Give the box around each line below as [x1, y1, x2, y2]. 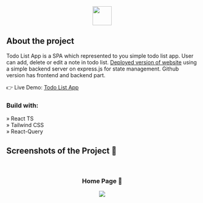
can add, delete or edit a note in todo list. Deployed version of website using [6, 58, 198, 66]
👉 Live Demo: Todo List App [6, 83, 79, 91]
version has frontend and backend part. [6, 71, 106, 78]
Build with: [6, 101, 39, 109]
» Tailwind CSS [6, 122, 44, 129]
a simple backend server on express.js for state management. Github [6, 65, 179, 72]
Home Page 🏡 [81, 176, 123, 185]
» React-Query [6, 128, 44, 136]
